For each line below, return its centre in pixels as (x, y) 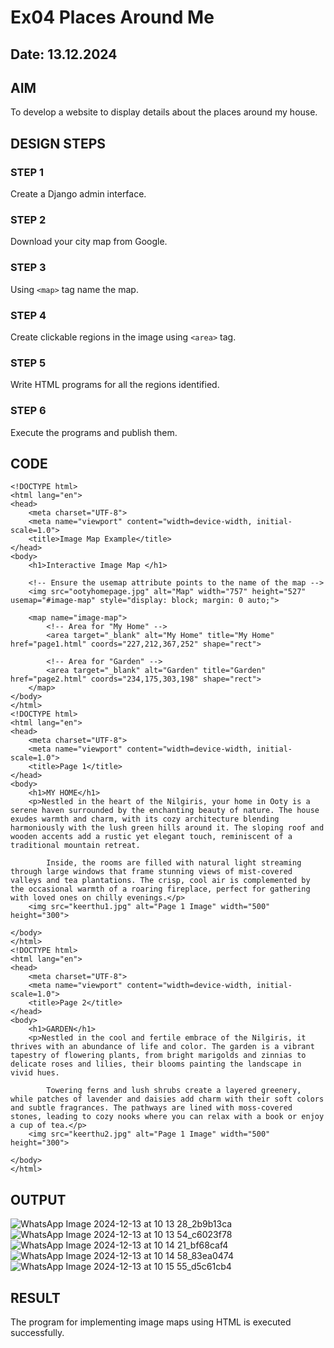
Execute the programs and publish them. (94, 432)
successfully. (37, 1332)
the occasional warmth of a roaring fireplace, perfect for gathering (160, 889)
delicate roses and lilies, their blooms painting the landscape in (156, 1064)
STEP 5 (28, 363)
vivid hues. (35, 1073)
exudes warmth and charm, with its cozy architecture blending (145, 819)
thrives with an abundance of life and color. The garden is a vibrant (162, 1047)
